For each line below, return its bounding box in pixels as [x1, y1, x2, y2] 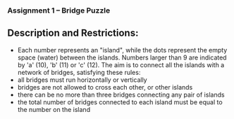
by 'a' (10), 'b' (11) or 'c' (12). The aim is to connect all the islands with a [17, 60, 225, 69]
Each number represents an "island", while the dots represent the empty [17, 45, 228, 54]
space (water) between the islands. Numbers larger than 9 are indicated [17, 53, 227, 62]
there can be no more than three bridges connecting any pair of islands [17, 90, 225, 99]
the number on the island [17, 105, 90, 113]
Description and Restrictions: [7, 27, 139, 39]
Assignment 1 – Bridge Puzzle [7, 6, 111, 15]
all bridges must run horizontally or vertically [17, 76, 147, 84]
